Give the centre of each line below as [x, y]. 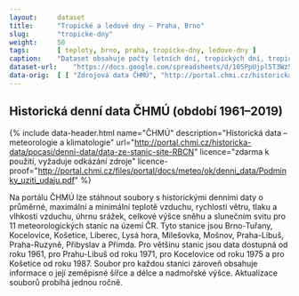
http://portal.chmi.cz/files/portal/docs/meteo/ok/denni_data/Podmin [162, 171]
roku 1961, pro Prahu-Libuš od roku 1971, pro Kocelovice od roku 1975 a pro [147, 253]
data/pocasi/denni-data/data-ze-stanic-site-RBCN [102, 151]
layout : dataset [48, 17]
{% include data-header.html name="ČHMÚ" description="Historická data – [148, 132]
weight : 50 [37, 42]
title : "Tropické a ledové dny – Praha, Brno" [107, 26]
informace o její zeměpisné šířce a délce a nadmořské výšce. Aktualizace [144, 273]
